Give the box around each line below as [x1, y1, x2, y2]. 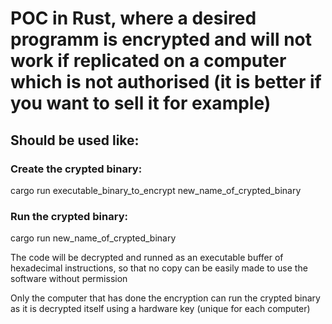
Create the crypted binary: [10, 162, 143, 176]
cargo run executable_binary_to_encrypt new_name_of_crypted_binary [10, 184, 302, 196]
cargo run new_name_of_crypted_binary [10, 232, 177, 244]
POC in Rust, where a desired [10, 7, 257, 30]
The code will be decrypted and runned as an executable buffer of [10, 252, 284, 264]
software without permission [10, 273, 128, 285]
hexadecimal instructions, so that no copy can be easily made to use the [10, 262, 308, 274]
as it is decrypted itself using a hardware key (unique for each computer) [10, 303, 311, 315]
